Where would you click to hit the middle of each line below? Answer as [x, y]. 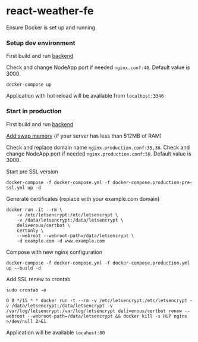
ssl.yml [16, 188]
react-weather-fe [50, 11]
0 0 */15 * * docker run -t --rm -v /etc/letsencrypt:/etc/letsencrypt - [100, 300]
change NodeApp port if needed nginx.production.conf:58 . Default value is [99, 154]
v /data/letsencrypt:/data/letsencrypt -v [59, 306]
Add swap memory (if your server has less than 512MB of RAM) [84, 136]
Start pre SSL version [32, 172]
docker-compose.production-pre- [153, 182]
